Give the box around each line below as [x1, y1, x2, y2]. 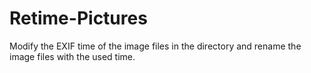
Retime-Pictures [9, 7, 148, 30]
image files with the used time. [9, 50, 136, 62]
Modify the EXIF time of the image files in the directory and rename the [9, 40, 302, 52]
